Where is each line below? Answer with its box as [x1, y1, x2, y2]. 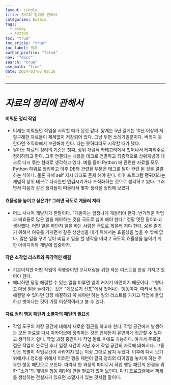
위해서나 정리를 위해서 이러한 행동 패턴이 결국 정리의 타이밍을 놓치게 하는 [12, 355, 157, 361]
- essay [10, 26, 26, 32]
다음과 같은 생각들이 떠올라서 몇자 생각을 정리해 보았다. [22, 185, 131, 191]
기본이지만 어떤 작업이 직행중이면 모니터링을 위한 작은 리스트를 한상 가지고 [12, 266, 160, 272]
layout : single [5, 7, 38, 13]
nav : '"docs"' [5, 54, 36, 60]
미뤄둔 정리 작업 [5, 115, 37, 121]
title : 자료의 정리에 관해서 [5, 12, 58, 17]
